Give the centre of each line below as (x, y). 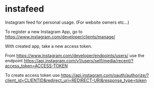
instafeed (25, 9)
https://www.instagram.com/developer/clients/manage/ (60, 37)
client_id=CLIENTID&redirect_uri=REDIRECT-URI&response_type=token (76, 80)
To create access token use (33, 75)
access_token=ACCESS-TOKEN (36, 66)
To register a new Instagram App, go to (44, 31)
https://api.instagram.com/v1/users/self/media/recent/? (79, 60)
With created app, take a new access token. (49, 46)
